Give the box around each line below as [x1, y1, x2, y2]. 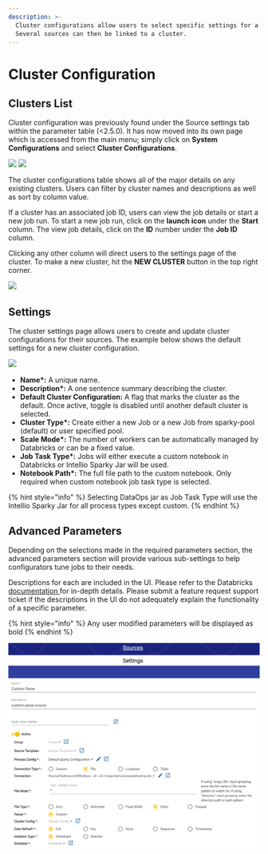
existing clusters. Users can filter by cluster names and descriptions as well [8, 184, 257, 193]
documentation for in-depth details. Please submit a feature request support [8, 587, 259, 595]
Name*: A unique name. [19, 375, 100, 385]
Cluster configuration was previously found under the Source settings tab [8, 118, 250, 128]
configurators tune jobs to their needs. [8, 563, 135, 571]
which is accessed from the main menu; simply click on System [8, 135, 218, 144]
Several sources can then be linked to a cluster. [15, 30, 187, 38]
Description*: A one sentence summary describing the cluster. [19, 384, 227, 393]
